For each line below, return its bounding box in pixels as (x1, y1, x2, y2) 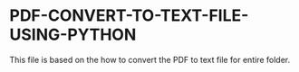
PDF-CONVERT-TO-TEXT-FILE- (9, 5, 249, 26)
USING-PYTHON (9, 24, 137, 45)
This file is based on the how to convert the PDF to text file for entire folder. (9, 54, 291, 65)
